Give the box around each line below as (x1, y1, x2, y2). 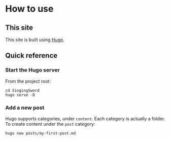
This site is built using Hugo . (5, 37, 65, 43)
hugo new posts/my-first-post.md (5, 130, 76, 136)
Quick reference (5, 51, 58, 60)
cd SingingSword (5, 88, 40, 93)
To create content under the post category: (5, 121, 95, 127)
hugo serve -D (5, 92, 36, 97)
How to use (5, 3, 54, 15)
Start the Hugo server (5, 66, 60, 74)
